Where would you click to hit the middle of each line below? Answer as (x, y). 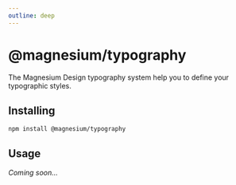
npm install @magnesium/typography (67, 129)
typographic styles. (40, 85)
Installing (32, 110)
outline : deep (32, 16)
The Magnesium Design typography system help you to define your (118, 77)
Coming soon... (33, 173)
